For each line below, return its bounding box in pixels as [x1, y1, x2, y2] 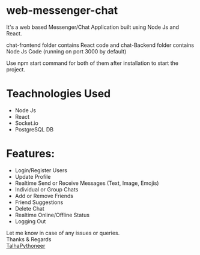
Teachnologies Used [6, 87, 111, 101]
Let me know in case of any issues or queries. [6, 229, 120, 236]
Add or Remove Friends [14, 192, 74, 199]
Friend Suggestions [14, 199, 64, 206]
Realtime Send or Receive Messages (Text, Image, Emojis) [14, 179, 159, 187]
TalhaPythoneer [6, 242, 46, 249]
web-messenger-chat [6, 4, 118, 17]
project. [6, 65, 26, 73]
